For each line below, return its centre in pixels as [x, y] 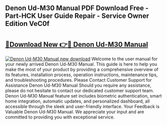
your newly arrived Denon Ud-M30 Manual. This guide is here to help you [81, 64]
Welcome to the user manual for [125, 59]
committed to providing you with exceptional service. [60, 117]
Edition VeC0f [27, 24]
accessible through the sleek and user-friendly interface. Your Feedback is [82, 106]
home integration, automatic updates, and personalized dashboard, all [77, 101]
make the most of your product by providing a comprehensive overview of [82, 69]
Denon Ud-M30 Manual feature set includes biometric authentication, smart [83, 96]
